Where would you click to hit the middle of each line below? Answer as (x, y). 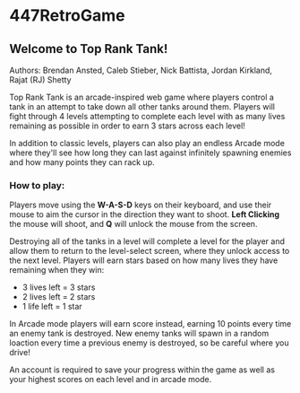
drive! (20, 353)
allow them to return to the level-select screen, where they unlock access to (150, 251)
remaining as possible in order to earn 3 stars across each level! (128, 126)
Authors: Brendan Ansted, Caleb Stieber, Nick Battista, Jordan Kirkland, (141, 70)
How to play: (37, 185)
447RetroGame (67, 16)
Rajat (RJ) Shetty (40, 80)
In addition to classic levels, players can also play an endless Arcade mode (147, 143)
